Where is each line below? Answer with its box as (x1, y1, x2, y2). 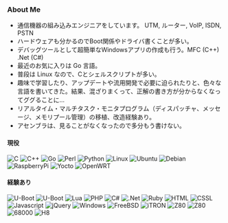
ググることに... (23, 96, 65, 104)
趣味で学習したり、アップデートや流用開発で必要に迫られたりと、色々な (16, 79, 222, 87)
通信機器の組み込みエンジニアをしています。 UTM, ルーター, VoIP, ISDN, (16, 21, 222, 30)
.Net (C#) (16, 54, 44, 62)
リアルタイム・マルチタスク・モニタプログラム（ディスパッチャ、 (16, 104, 203, 113)
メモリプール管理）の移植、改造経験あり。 (35, 113, 156, 121)
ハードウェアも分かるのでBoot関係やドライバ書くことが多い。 (16, 37, 194, 45)
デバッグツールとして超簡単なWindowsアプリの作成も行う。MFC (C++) (16, 46, 220, 54)
